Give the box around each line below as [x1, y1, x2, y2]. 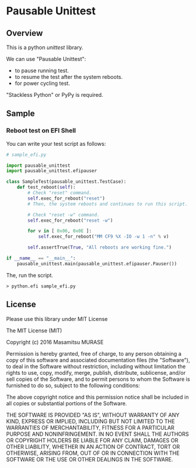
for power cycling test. [14, 79, 70, 87]
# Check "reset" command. [27, 190, 92, 196]
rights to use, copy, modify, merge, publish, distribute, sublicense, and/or [6, 369, 186, 376]
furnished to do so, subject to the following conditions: [6, 381, 140, 389]
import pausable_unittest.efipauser [6, 168, 97, 174]
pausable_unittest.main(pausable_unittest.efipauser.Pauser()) [17, 261, 178, 267]
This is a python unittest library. [6, 44, 83, 51]
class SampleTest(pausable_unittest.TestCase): [6, 179, 127, 185]
